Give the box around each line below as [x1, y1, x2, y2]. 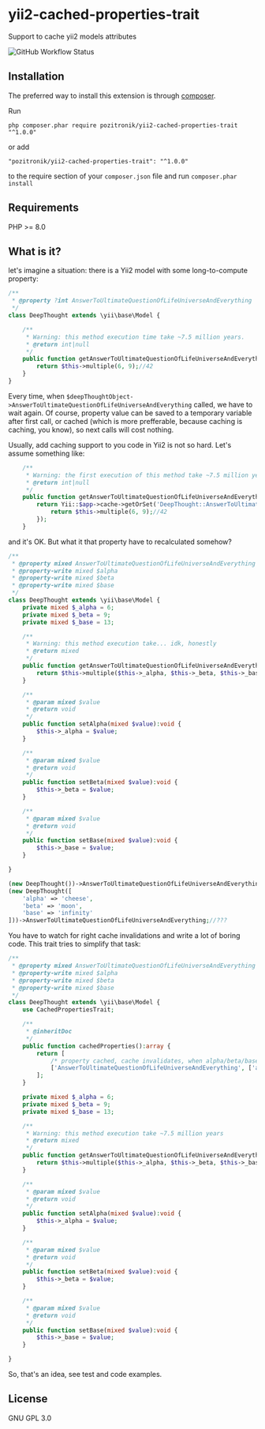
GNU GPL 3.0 [8, 1413, 52, 1423]
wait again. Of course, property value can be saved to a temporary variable [8, 408, 252, 418]
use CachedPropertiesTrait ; [22, 1006, 114, 1014]
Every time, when [8, 391, 65, 400]
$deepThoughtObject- [65, 392, 134, 400]
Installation [8, 69, 65, 84]
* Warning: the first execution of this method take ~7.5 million [25, 471, 248, 479]
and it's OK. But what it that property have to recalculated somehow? [8, 537, 233, 546]
